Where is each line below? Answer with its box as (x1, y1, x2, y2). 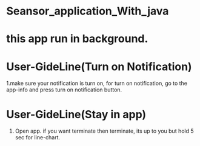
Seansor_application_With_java (6, 4, 169, 18)
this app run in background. (6, 32, 148, 46)
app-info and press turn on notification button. (6, 86, 122, 93)
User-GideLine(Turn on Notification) (6, 59, 192, 73)
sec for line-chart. (15, 134, 61, 141)
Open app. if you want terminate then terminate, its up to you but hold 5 (15, 127, 194, 134)
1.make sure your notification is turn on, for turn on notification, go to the (6, 80, 188, 87)
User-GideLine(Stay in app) (6, 107, 147, 121)
